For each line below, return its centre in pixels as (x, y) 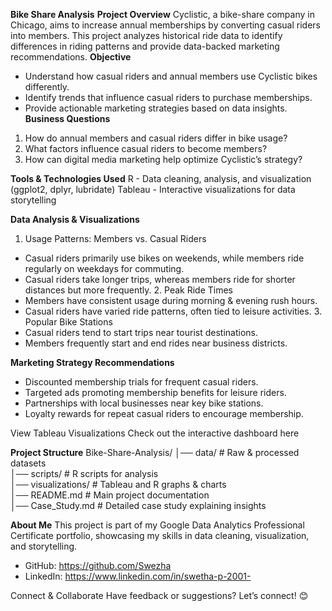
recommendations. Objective (71, 57)
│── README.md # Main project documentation (110, 495)
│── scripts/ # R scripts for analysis (84, 473)
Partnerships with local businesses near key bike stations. (144, 403)
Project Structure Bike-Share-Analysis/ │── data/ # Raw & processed (155, 452)
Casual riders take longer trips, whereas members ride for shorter (160, 279)
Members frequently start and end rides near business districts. (156, 343)
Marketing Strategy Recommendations (92, 362)
